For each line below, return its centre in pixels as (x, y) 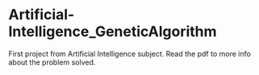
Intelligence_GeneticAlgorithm (113, 32)
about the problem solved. (52, 62)
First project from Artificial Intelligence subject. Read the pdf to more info (130, 53)
